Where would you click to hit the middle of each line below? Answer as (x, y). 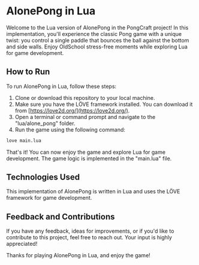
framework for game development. (49, 198)
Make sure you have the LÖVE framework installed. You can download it (104, 104)
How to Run (28, 72)
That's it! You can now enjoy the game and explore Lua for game (86, 152)
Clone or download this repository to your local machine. (85, 98)
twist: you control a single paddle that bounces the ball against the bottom (98, 40)
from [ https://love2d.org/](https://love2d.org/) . (72, 110)
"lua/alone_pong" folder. (45, 123)
